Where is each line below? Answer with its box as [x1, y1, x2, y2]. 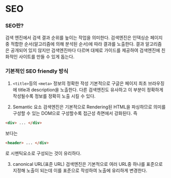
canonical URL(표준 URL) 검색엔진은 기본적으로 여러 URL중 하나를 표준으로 [12, 161, 163, 167]
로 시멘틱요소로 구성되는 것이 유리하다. [5, 150, 81, 156]
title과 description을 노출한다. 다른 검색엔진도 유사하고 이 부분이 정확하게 [18, 86, 164, 93]
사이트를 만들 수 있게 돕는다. [18, 54, 75, 60]
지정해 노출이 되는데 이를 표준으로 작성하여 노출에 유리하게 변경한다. [12, 167, 148, 173]
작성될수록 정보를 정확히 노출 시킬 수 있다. [12, 93, 96, 99]
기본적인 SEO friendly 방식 [5, 68, 69, 75]
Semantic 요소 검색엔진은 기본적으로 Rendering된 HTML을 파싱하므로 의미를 [12, 104, 166, 110]
